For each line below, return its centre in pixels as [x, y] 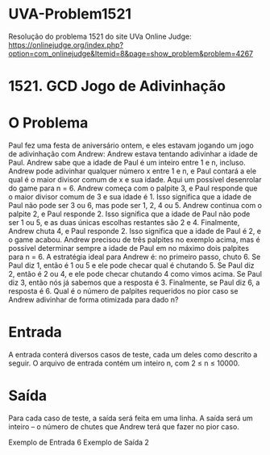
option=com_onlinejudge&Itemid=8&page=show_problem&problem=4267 [131, 53]
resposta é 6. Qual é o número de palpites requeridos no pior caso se [123, 291]
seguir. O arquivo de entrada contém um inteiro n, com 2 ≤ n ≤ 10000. [124, 363]
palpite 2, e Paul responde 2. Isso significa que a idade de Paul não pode [129, 214]
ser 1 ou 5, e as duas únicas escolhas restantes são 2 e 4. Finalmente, [124, 223]
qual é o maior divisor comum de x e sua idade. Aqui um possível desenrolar [135, 180]
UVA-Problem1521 [70, 14]
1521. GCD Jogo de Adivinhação [117, 86]
